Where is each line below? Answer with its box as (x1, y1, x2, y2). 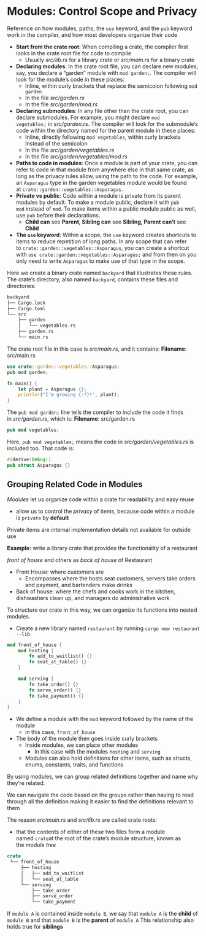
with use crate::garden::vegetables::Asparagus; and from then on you (15, 251, 197, 258)
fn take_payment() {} (29, 693, 85, 699)
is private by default (15, 514, 69, 521)
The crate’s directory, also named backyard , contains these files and (7, 275, 178, 283)
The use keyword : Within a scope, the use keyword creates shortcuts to (15, 231, 197, 238)
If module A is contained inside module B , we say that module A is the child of (7, 910, 198, 918)
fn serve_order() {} (29, 687, 82, 693)
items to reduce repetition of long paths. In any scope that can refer (15, 238, 187, 245)
